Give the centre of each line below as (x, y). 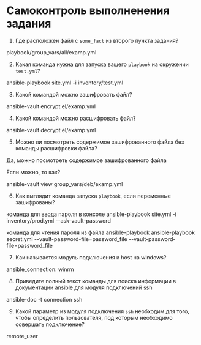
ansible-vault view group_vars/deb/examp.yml (65, 184)
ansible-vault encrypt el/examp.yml (51, 106)
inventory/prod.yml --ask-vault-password (59, 220)
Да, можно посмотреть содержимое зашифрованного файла (86, 160)
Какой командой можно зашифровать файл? (74, 94)
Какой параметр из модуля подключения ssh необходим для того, (102, 311)
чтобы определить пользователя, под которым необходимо (94, 317)
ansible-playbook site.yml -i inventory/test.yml (65, 83)
